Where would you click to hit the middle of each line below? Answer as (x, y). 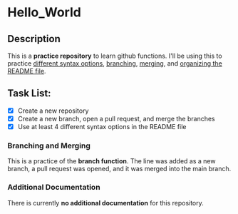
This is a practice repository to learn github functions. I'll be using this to (115, 56)
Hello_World (45, 12)
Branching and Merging (49, 146)
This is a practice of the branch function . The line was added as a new (112, 161)
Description (34, 39)
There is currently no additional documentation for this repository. (106, 203)
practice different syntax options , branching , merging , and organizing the (115, 63)
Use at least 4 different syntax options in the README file (102, 126)
